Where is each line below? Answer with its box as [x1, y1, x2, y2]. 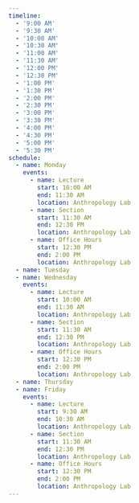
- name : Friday [15, 385, 67, 394]
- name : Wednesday [15, 273, 78, 281]
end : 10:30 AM [37, 415, 84, 423]
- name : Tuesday [15, 266, 70, 274]
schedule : [8, 153, 42, 162]
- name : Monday [15, 162, 67, 170]
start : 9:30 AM [37, 407, 88, 416]
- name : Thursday [15, 378, 74, 386]
